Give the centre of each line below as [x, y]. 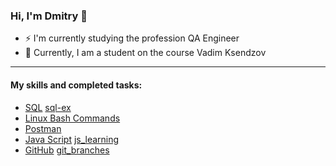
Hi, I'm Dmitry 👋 [49, 16]
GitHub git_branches [67, 150]
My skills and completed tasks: [76, 85]
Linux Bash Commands [72, 118]
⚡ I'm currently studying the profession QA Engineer [132, 38]
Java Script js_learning [72, 139]
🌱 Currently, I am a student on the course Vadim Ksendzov [145, 53]
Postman [43, 128]
